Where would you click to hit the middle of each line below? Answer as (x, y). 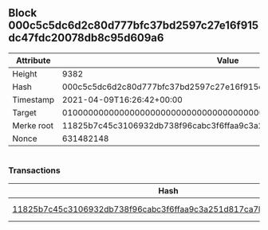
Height (25, 73)
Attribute (33, 60)
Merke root (33, 125)
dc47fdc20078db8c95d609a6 (86, 38)
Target (25, 112)
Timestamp (33, 99)
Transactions (35, 170)
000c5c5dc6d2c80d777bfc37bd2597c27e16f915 (134, 26)
